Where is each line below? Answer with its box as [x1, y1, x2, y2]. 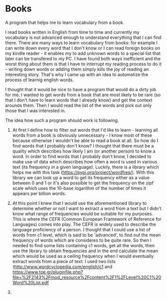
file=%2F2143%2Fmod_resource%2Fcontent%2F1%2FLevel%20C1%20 [12, 274, 162, 280]
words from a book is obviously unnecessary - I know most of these [12, 132, 153, 138]
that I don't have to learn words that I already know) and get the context [5, 97, 153, 103]
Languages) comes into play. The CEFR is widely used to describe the [12, 221, 156, 227]
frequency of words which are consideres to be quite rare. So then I [12, 237, 152, 243]
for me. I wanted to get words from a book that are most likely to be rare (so [5, 92, 161, 98]
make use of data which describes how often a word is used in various [12, 158, 158, 164]
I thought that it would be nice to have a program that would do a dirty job [5, 86, 157, 92]
